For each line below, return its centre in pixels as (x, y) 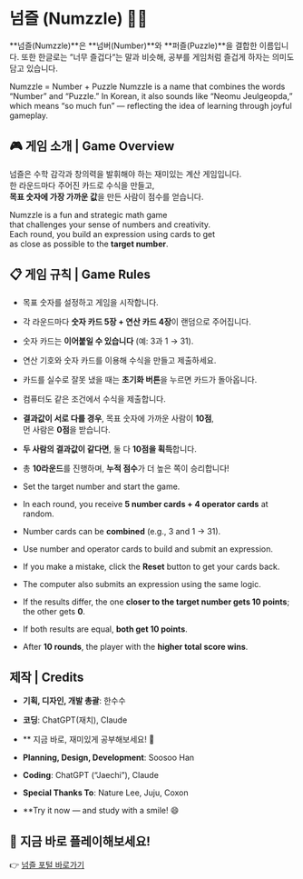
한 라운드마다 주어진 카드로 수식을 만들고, (82, 185)
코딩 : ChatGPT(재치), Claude (75, 720)
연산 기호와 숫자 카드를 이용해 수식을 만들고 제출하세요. (119, 360)
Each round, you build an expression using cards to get (112, 234)
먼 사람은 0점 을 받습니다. (66, 429)
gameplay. (29, 115)
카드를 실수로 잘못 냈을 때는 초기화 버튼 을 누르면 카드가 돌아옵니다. (140, 379)
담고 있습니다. (34, 68)
